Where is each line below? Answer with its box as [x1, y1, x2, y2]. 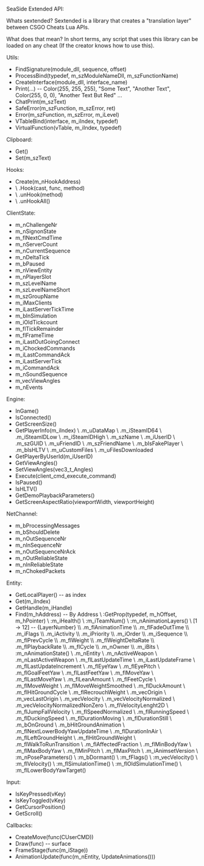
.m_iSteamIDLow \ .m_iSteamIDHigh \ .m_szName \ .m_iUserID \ [15, 434, 175, 440]
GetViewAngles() [15, 459, 58, 467]
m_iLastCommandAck [15, 351, 71, 358]
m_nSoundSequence [15, 371, 68, 378]
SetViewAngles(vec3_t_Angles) [15, 466, 93, 473]
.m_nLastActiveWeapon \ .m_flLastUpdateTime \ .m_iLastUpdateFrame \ [15, 656, 195, 663]
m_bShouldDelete [15, 528, 60, 536]
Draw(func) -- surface [15, 840, 71, 847]
